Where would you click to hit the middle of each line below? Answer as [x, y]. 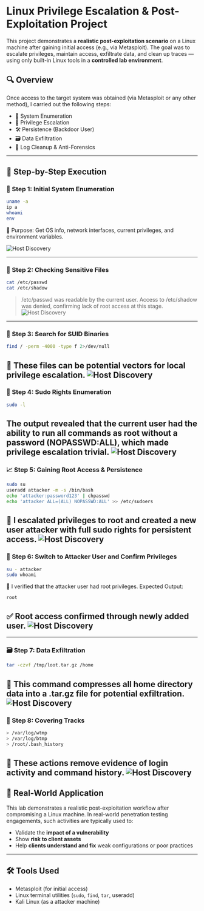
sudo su [16, 485]
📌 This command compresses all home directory [100, 684]
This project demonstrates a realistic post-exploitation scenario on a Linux [101, 41]
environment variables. [35, 236]
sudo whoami [21, 575]
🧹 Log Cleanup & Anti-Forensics [55, 147]
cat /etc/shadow [27, 288]
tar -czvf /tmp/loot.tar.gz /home [50, 665]
